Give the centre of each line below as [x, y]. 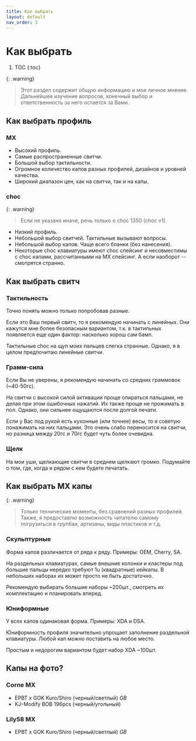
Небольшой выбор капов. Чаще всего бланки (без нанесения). [93, 244]
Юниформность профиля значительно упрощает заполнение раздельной [98, 632]
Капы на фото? [35, 668]
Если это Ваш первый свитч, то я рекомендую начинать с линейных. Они [98, 322]
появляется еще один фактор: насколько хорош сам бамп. [80, 335]
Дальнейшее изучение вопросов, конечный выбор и [86, 96]
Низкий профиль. [36, 232]
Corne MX [21, 685]
